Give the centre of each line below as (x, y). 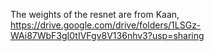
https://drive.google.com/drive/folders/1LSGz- (106, 25)
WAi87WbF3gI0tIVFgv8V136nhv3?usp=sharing (107, 35)
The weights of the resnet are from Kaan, (95, 14)
